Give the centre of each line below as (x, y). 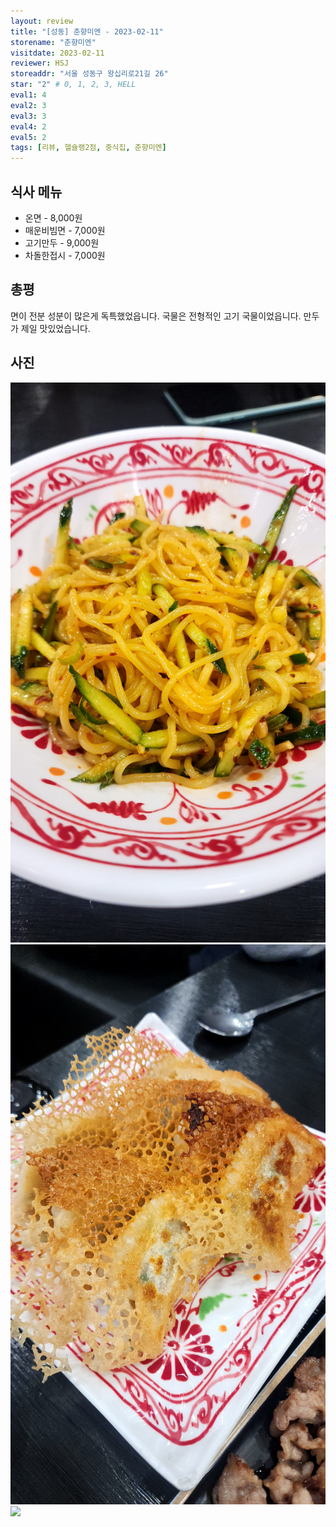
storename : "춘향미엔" (53, 42)
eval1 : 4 (28, 95)
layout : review (42, 21)
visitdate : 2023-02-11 (57, 53)
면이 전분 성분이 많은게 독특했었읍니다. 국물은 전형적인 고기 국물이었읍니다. (156, 316)
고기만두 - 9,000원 (62, 242)
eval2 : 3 (28, 105)
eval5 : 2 (28, 137)
